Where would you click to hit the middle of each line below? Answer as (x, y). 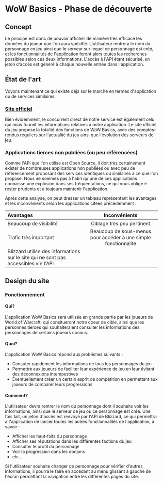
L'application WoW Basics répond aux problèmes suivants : (64, 355)
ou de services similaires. (30, 96)
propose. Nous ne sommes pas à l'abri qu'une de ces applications (71, 178)
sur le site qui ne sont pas (37, 258)
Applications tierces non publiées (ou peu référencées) (71, 153)
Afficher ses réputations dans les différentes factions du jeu (72, 441)
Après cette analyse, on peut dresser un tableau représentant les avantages (81, 198)
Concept (18, 27)
